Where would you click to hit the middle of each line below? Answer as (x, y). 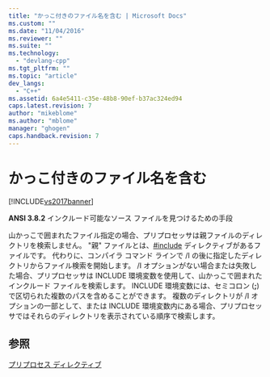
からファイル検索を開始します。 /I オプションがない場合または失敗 (140, 265)
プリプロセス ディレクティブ (55, 365)
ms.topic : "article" (43, 76)
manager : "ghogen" (39, 128)
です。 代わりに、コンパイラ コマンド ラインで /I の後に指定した (135, 255)
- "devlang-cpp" (43, 61)
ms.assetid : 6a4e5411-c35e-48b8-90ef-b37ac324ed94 (95, 98)
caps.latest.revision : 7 (50, 106)
